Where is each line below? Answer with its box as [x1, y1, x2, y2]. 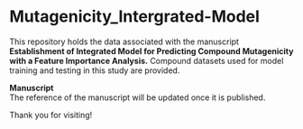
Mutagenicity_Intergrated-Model [9, 6, 260, 27]
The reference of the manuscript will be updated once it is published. [9, 92, 266, 103]
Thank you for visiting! [9, 109, 93, 120]
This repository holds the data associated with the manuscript [9, 36, 239, 47]
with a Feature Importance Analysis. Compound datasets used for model [9, 55, 284, 66]
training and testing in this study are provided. [9, 65, 180, 76]
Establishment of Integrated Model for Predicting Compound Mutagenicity [9, 45, 294, 56]
